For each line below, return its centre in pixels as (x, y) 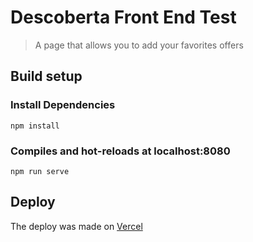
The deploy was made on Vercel (76, 226)
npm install (35, 126)
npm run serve (40, 171)
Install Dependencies (63, 105)
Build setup (46, 76)
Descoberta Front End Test (123, 17)
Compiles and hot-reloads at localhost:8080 (120, 151)
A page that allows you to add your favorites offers (139, 45)
